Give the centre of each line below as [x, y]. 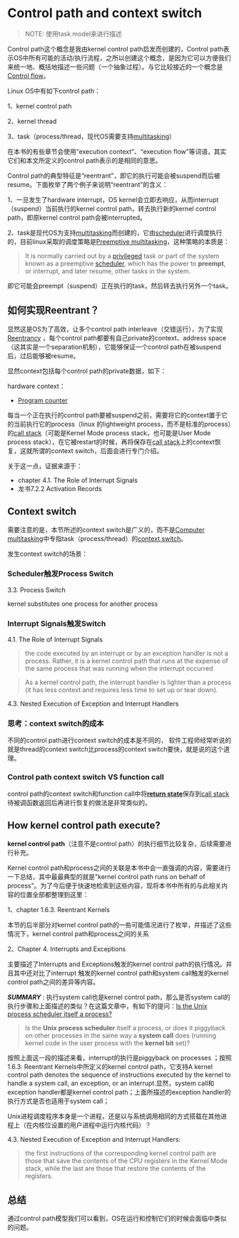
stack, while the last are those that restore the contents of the [115, 1168]
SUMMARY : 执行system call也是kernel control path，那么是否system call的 [119, 997]
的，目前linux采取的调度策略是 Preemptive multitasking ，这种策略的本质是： [118, 241]
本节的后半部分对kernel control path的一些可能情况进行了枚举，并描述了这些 [119, 925]
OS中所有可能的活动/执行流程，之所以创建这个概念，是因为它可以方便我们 [122, 58]
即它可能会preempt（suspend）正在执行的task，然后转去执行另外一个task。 [120, 285]
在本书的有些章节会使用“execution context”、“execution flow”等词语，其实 [117, 151]
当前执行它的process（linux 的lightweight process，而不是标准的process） [122, 424]
